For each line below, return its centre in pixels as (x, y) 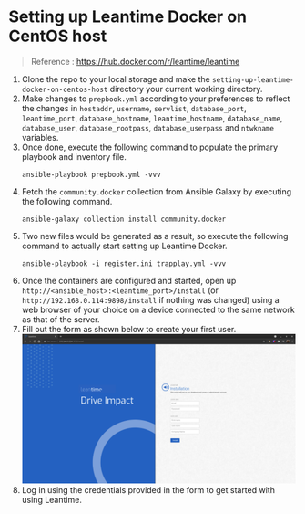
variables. (40, 137)
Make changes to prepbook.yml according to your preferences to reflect (156, 99)
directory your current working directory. (186, 89)
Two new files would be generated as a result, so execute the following (155, 236)
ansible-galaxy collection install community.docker (124, 219)
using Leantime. (52, 499)
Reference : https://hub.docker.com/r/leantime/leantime (135, 61)
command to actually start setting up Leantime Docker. (125, 246)
